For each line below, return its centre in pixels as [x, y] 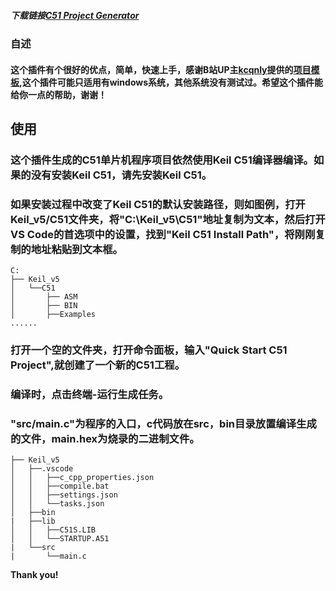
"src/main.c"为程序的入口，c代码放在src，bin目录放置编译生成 [163, 423]
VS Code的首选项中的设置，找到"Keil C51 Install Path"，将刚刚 [163, 234]
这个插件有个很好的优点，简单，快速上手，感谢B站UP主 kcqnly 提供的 [152, 69]
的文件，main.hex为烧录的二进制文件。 [105, 438]
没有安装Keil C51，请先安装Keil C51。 [121, 175]
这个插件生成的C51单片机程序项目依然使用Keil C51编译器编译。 [162, 160]
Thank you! [34, 575]
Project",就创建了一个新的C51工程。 [97, 365]
